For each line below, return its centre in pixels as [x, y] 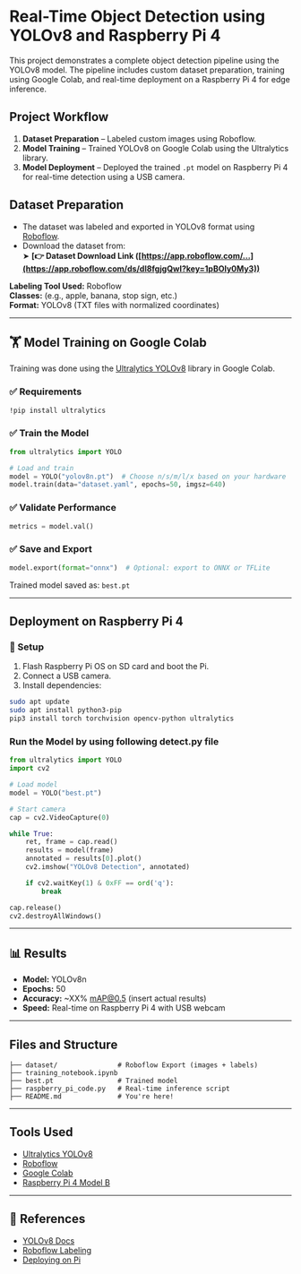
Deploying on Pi [52, 1260]
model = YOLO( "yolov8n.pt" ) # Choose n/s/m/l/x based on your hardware [148, 477]
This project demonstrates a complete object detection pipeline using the [144, 60]
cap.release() [36, 908]
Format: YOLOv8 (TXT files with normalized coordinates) [114, 305]
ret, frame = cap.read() [72, 842]
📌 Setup [27, 647]
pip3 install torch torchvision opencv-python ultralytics [122, 719]
